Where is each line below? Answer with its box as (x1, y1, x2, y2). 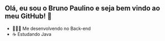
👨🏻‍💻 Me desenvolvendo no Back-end (12, 25, 91, 31)
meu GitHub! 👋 (5, 12, 52, 21)
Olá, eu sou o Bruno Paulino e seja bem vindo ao (5, 4, 160, 13)
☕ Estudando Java (12, 31, 52, 37)
